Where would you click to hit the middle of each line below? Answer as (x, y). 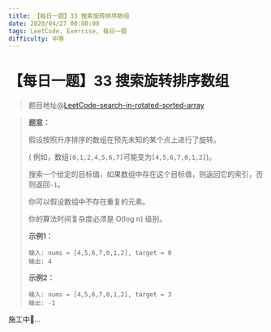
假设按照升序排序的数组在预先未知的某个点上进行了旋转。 (124, 140)
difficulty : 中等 (37, 39)
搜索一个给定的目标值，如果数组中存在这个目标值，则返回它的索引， (142, 175)
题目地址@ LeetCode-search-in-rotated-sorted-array (116, 106)
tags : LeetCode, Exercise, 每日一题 (68, 31)
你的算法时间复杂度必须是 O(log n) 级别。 (97, 219)
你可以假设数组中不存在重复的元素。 (89, 202)
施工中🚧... (25, 319)
